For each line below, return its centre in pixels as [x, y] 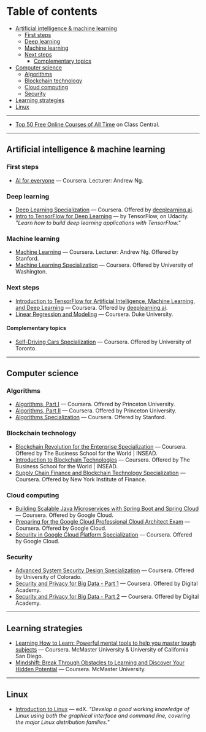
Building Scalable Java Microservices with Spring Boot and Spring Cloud [107, 509]
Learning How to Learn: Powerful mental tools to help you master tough [105, 643]
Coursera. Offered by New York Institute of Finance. [81, 479]
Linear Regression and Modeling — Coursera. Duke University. [94, 314]
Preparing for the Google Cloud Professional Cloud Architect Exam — [103, 521]
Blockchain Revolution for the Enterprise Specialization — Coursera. [101, 446]
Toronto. [26, 348]
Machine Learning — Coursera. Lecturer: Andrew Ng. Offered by [97, 252]
